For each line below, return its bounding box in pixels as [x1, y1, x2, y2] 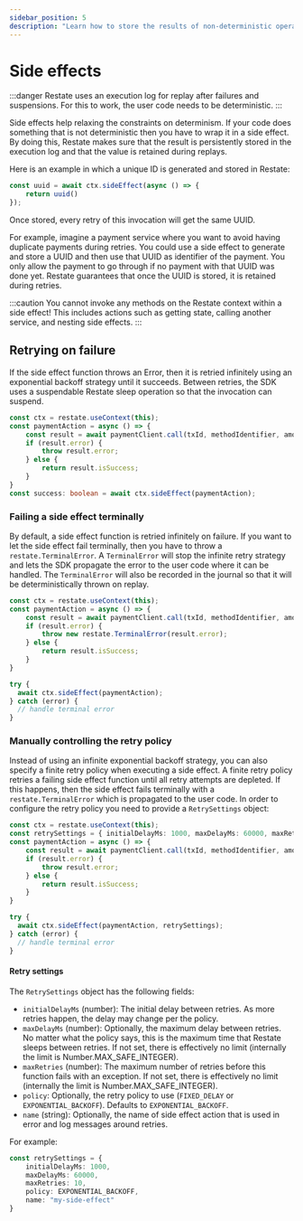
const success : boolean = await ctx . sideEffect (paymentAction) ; [9, 489, 256, 498]
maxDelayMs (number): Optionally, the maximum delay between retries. [22, 1022, 282, 1033]
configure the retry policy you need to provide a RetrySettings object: [9, 803, 270, 814]
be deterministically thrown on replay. [9, 578, 150, 589]
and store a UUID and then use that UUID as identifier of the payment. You [9, 251, 286, 262]
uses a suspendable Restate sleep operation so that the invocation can [9, 386, 272, 397]
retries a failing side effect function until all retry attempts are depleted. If [9, 775, 281, 785]
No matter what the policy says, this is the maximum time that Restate [22, 1032, 282, 1043]
